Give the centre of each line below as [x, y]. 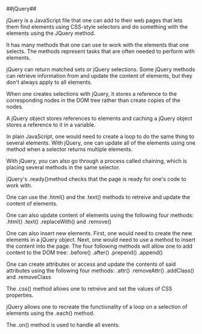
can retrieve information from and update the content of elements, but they [99, 76]
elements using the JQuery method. [51, 33]
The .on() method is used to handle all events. [63, 325]
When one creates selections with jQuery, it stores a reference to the [92, 94]
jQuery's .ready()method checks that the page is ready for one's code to [96, 179]
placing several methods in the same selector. [63, 167]
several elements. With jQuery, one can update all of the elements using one [101, 143]
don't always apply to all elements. [49, 82]
